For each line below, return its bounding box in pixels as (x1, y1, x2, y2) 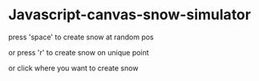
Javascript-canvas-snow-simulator (8, 6, 251, 24)
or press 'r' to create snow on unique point (8, 47, 150, 57)
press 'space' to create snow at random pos (8, 32, 154, 42)
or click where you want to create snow (8, 63, 139, 73)
